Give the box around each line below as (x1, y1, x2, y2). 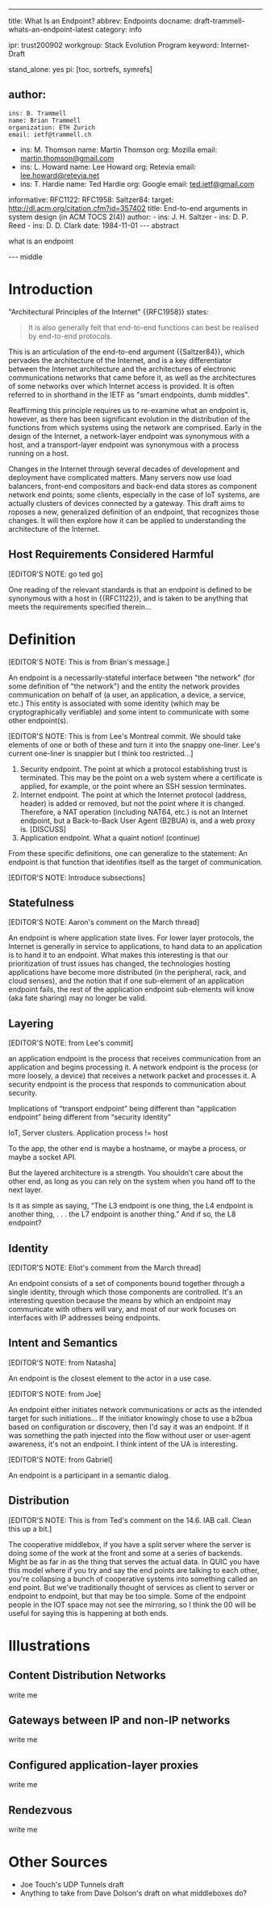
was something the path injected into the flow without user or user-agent (8, 1430, 252, 1440)
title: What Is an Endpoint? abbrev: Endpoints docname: (8, 16, 193, 25)
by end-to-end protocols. (27, 331, 113, 340)
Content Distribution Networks (8, 1668, 167, 1682)
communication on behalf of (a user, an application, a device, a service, (8, 689, 246, 699)
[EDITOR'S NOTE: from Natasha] (8, 1357, 117, 1367)
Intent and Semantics (8, 1336, 119, 1350)
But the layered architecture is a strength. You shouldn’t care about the (8, 1168, 244, 1178)
